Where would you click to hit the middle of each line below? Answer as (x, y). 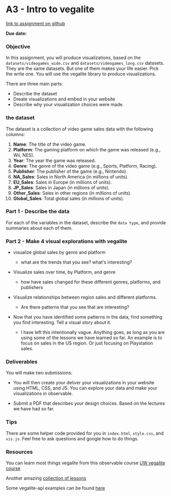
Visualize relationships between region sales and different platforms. (85, 297)
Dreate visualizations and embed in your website (64, 99)
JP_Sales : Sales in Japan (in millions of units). (61, 188)
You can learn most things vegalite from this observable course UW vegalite (85, 463)
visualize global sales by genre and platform (59, 252)
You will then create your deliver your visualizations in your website (84, 383)
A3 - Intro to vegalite (50, 9)
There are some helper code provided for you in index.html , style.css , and (85, 433)
